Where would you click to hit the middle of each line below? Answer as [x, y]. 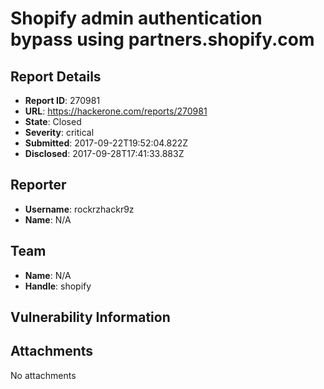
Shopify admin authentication [136, 18]
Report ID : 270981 [62, 100]
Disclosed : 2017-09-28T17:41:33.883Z [104, 153]
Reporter [38, 185]
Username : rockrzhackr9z [79, 209]
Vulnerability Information [90, 317]
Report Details [56, 76]
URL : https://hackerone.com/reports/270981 [116, 111]
